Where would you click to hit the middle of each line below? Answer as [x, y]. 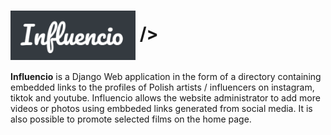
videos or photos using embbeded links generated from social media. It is [161, 109]
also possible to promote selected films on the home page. [131, 119]
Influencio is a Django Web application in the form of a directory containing [166, 77]
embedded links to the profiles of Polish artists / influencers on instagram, [162, 87]
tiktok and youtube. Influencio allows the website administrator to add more [165, 98]
